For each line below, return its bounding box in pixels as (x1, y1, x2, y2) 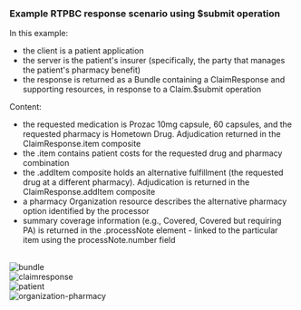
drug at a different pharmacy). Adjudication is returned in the (22, 177, 250, 188)
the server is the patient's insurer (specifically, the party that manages (22, 55, 286, 66)
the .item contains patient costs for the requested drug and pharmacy (22, 148, 283, 159)
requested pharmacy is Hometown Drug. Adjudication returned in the (22, 129, 281, 140)
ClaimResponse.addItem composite (22, 187, 156, 198)
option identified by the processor (22, 206, 150, 217)
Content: (9, 102, 43, 112)
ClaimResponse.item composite (22, 139, 141, 150)
